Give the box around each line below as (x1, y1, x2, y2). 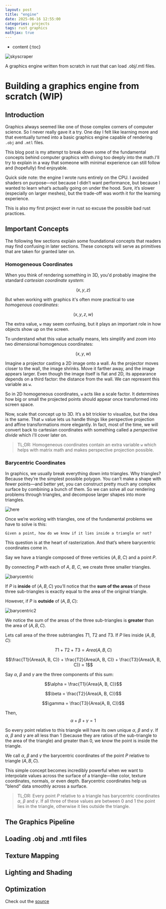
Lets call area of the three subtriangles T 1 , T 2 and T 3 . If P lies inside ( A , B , (5, 632, 156, 638)
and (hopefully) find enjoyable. (5, 165, 68, 171)
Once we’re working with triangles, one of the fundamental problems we (5, 516, 153, 522)
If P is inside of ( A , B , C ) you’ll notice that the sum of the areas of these (5, 583, 151, 589)
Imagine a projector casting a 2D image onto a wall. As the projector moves (5, 360, 159, 367)
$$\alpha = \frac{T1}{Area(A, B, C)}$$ (44, 681, 122, 687)
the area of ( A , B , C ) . (5, 623, 46, 629)
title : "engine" (5, 12, 39, 17)
